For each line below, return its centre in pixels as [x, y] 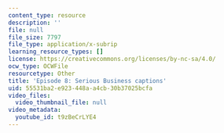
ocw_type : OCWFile [38, 66]
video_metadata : [35, 110]
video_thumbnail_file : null [61, 102]
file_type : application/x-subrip [63, 45]
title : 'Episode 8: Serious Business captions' [88, 81]
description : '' [35, 23]
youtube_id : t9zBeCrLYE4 [56, 117]
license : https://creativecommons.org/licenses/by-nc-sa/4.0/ [112, 59]
